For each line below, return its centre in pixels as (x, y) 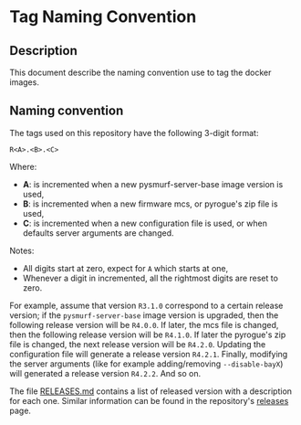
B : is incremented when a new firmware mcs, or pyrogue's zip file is (150, 204)
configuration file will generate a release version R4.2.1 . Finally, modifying (149, 354)
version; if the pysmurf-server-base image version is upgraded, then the (144, 315)
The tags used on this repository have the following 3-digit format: (134, 133)
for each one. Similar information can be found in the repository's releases (149, 400)
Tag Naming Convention (103, 17)
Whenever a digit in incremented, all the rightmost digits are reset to (150, 278)
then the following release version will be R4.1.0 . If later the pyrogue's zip (148, 335)
